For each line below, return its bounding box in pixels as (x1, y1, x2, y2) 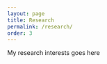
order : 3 (7, 29, 33, 37)
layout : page (7, 10, 45, 17)
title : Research (7, 17, 54, 24)
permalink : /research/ (7, 23, 73, 30)
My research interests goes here (7, 49, 101, 57)
